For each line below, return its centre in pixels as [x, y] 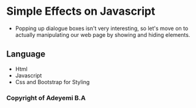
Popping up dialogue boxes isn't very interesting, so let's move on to [102, 28]
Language [26, 54]
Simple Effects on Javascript [81, 11]
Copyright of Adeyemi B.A [46, 98]
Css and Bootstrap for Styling [52, 82]
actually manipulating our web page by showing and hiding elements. [103, 34]
